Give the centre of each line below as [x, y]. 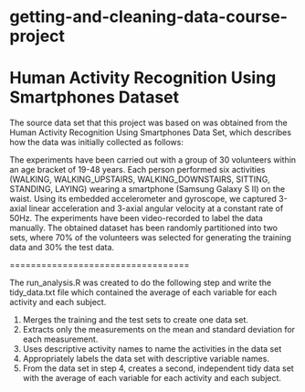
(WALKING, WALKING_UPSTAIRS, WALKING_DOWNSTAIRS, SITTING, [140, 179]
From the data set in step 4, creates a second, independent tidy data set [158, 368]
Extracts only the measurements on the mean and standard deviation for [158, 330]
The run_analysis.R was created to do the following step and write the [141, 283]
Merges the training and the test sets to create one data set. [135, 320]
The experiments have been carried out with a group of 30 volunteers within [153, 160]
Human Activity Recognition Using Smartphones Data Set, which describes [151, 132]
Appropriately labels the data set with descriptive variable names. [146, 359]
